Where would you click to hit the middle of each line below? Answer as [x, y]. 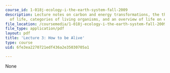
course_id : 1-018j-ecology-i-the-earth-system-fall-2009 [67, 10]
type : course [19, 43]
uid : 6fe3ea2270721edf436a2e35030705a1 [47, 47]
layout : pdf [18, 33]
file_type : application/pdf [35, 29]
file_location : [21, 24]
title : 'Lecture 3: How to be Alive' [45, 38]
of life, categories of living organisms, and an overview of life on [86, 19]
